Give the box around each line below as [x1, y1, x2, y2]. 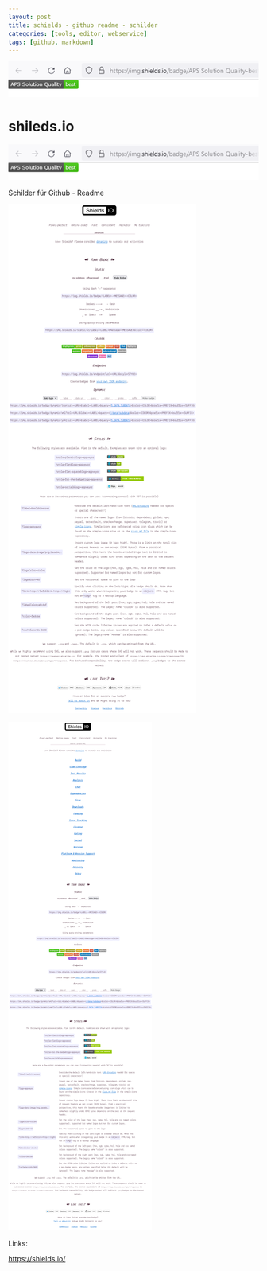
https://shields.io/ [8, 1254, 66, 1264]
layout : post [8, 13, 52, 21]
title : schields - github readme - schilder [8, 21, 158, 29]
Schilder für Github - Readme [8, 188, 105, 198]
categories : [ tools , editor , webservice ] [8, 29, 148, 37]
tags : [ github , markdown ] [8, 38, 94, 46]
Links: [8, 1238, 28, 1249]
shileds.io [8, 118, 75, 135]
